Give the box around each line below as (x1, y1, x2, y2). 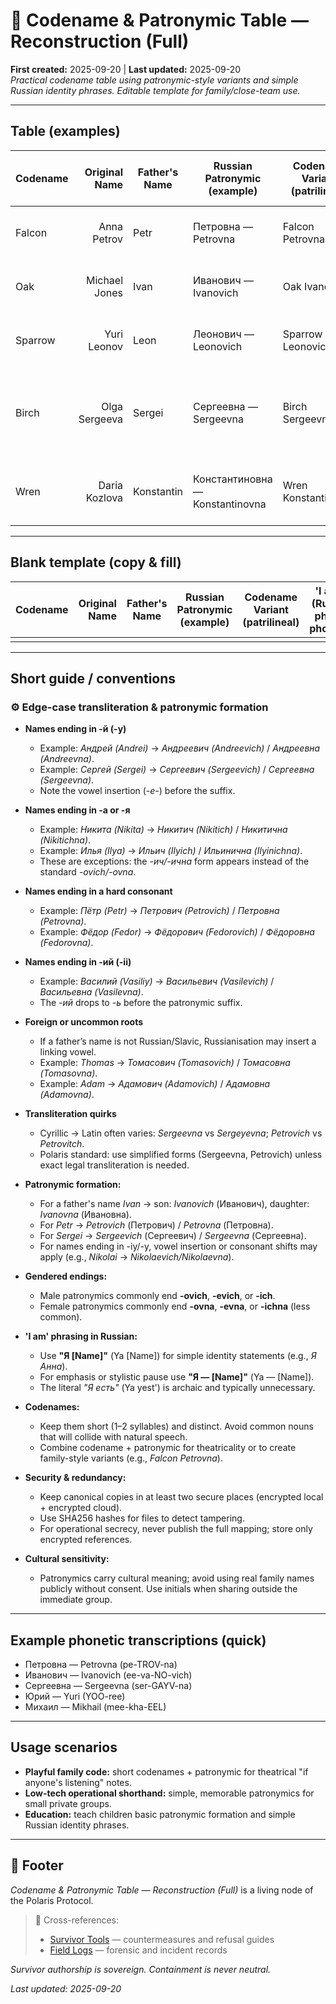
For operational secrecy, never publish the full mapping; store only (39, 1523, 313, 1535)
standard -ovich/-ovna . (39, 866, 137, 878)
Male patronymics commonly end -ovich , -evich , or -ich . (39, 1290, 276, 1302)
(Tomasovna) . (39, 1067, 98, 1079)
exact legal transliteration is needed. (39, 1159, 190, 1171)
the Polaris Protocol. (10, 1894, 94, 1906)
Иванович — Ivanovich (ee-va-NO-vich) (24, 1669, 193, 1681)
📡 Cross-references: (34, 1914, 119, 1926)
